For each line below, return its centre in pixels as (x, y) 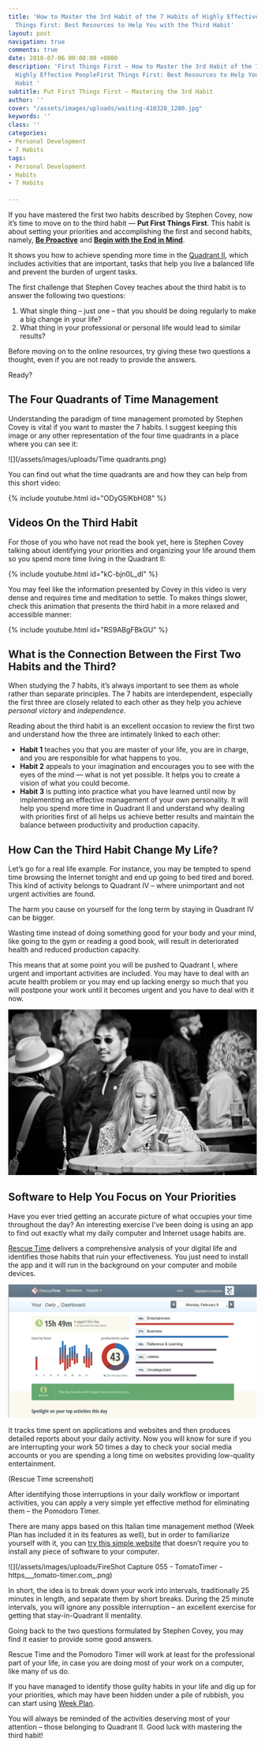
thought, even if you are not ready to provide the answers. (103, 360)
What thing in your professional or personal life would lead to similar (130, 328)
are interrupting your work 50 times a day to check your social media (120, 1446)
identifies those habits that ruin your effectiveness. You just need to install (128, 1256)
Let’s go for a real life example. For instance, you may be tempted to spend (129, 869)
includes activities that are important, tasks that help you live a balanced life (131, 263)
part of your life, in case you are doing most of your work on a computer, (126, 1662)
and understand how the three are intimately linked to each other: (114, 734)
